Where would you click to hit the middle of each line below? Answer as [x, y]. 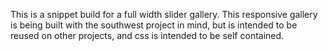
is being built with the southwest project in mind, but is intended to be [154, 25]
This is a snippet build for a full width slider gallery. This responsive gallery [164, 14]
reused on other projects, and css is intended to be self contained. [147, 35]
